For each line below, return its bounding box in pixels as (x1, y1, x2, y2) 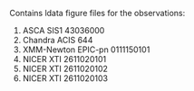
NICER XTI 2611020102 (22, 63, 109, 74)
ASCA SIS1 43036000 (22, 25, 105, 35)
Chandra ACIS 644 (22, 35, 93, 45)
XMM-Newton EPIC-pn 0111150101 (22, 44, 150, 55)
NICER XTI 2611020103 (22, 73, 109, 84)
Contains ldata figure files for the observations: (9, 8, 186, 18)
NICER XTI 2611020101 (22, 54, 107, 64)
